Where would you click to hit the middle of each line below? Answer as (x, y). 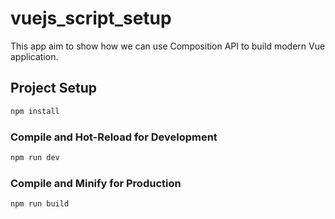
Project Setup (54, 88)
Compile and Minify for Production (96, 183)
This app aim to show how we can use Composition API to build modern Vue (168, 46)
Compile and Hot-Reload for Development (114, 137)
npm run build (40, 204)
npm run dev (35, 157)
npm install (35, 111)
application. (34, 56)
